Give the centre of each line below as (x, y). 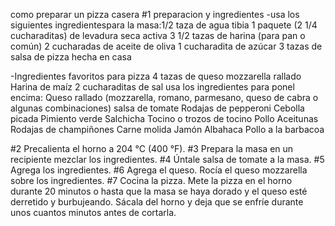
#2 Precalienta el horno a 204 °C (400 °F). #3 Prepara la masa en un (152, 148)
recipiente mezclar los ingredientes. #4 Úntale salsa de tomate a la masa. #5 (167, 159)
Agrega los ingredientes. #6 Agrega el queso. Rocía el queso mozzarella (159, 170)
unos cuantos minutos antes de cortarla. (93, 212)
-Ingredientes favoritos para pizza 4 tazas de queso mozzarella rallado (156, 76)
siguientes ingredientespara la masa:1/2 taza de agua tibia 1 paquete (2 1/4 (164, 25)
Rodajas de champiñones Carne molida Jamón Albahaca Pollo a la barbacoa (167, 129)
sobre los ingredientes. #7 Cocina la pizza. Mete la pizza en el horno (151, 180)
